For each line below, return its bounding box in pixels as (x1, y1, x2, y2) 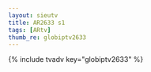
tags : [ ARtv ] (8, 26, 51, 34)
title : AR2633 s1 (8, 19, 66, 27)
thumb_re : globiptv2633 (8, 33, 87, 41)
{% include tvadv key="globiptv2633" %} (8, 55, 144, 64)
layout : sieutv (8, 11, 59, 20)
